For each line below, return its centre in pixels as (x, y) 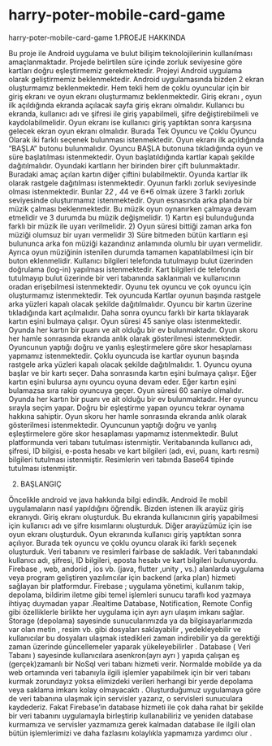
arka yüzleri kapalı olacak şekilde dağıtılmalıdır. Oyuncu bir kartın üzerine (130, 303)
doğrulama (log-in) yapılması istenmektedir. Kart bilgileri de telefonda (124, 269)
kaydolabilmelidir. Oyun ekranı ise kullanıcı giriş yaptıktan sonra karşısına (130, 122)
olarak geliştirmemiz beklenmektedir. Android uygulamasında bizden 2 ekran (136, 79)
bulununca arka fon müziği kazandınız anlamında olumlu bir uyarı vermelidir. (136, 243)
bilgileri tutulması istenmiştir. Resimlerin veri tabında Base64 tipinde (121, 459)
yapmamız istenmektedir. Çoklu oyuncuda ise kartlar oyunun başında (124, 356)
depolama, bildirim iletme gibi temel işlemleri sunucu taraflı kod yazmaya (130, 595)
